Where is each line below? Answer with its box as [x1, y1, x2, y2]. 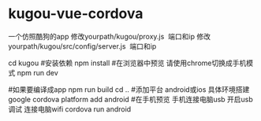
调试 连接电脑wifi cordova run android [8, 104, 132, 114]
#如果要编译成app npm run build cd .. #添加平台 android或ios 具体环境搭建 [8, 84, 250, 94]
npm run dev [17, 68, 59, 77]
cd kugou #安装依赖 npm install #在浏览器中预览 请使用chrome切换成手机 [8, 58, 247, 68]
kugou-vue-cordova [8, 5, 144, 23]
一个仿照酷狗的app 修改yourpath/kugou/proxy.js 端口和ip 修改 [8, 31, 211, 41]
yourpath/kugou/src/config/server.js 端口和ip [8, 41, 157, 51]
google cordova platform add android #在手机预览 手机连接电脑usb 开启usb [8, 94, 254, 104]
